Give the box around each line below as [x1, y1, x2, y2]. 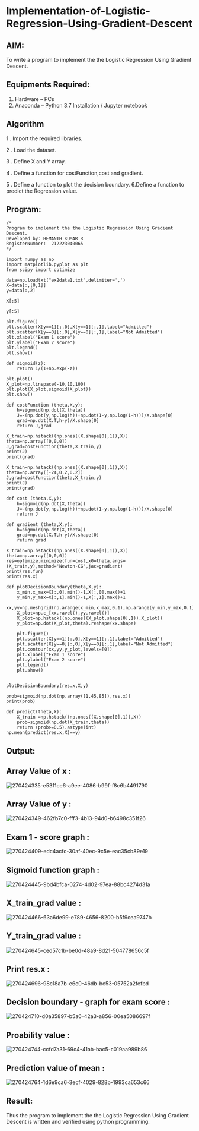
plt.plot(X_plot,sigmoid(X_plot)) [6, 386, 92, 393]
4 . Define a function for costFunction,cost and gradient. [6, 169, 143, 177]
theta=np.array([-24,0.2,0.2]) [6, 470, 84, 476]
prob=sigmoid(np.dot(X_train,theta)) [17, 719, 110, 726]
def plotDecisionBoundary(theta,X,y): [6, 584, 102, 590]
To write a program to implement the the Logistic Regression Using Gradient [6, 56, 192, 63]
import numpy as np [6, 257, 54, 263]
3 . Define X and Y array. [6, 157, 66, 165]
